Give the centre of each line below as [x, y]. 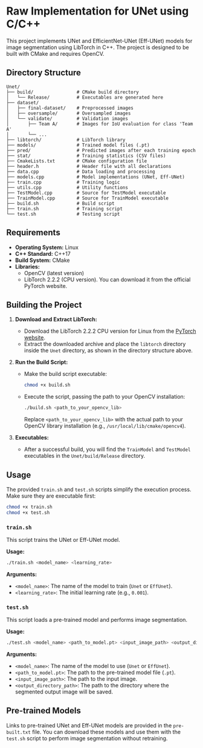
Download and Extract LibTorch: [56, 319]
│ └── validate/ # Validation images [67, 119]
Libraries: [27, 266]
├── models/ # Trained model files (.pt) [78, 145]
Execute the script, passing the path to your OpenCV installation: [105, 397]
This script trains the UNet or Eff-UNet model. [63, 539]
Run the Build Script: [41, 362]
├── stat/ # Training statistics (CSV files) [86, 156]
